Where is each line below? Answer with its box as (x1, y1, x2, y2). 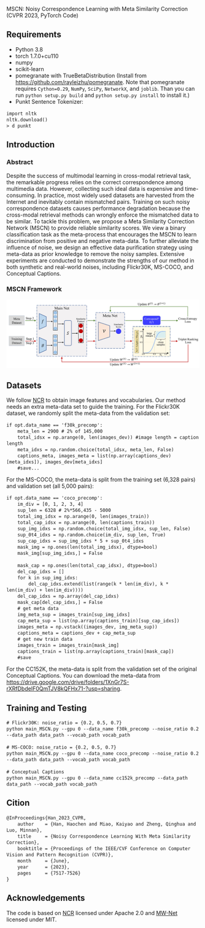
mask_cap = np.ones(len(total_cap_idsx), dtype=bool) (17, 563, 158, 569)
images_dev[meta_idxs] (45, 459, 103, 465)
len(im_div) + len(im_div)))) (6, 587, 84, 594)
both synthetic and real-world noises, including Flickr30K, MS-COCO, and (6, 263, 193, 271)
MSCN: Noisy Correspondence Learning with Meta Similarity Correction (6, 6, 188, 12)
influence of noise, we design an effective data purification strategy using (6, 244, 193, 251)
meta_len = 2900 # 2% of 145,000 (17, 428, 103, 435)
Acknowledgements (6, 893, 85, 903)
